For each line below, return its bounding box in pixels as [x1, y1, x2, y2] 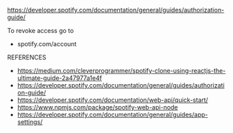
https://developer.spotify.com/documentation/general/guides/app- [17, 110, 208, 119]
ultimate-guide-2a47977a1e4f [17, 74, 103, 82]
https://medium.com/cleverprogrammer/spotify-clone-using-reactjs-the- [17, 67, 226, 74]
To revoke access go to [7, 27, 74, 34]
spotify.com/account [17, 40, 77, 48]
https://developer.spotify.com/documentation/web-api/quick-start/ [17, 96, 209, 104]
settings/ [17, 118, 43, 126]
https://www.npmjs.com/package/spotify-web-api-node [17, 103, 178, 111]
